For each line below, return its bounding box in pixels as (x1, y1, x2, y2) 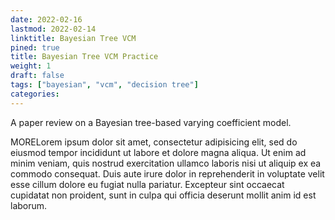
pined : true (10, 42, 60, 53)
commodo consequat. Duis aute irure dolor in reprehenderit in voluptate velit (10, 167, 325, 180)
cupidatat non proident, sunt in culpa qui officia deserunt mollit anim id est (10, 189, 317, 201)
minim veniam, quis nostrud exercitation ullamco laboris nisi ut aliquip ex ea (10, 157, 322, 169)
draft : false (10, 71, 65, 81)
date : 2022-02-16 (10, 14, 83, 25)
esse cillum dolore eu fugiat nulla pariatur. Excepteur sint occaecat (10, 178, 285, 190)
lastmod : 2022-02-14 (10, 24, 97, 34)
